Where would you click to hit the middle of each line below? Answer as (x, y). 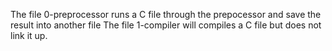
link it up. (29, 35)
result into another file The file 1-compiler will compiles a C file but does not (166, 25)
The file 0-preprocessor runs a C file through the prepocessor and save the (166, 14)
